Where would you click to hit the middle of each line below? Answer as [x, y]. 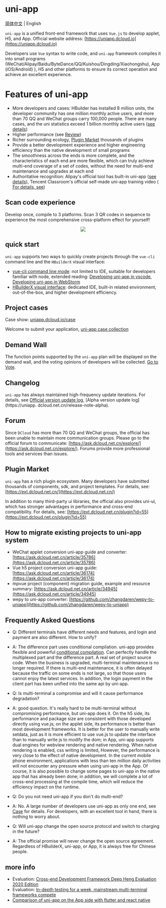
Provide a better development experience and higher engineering [79, 145]
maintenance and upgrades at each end [53, 171]
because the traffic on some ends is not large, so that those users [79, 673]
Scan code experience [40, 203]
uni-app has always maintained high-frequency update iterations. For [75, 395]
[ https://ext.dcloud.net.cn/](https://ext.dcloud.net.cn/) [60, 492]
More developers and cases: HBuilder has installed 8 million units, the [83, 108]
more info [20, 867]
